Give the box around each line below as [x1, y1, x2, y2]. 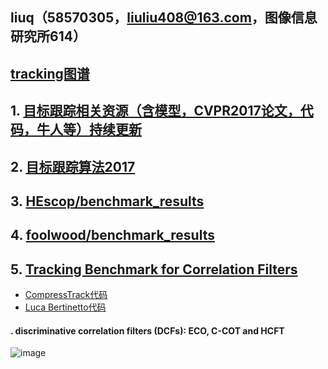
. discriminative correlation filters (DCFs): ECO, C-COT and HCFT [10, 324, 285, 337]
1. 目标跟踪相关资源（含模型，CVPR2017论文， [10, 103, 301, 120]
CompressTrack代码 [24, 289, 108, 301]
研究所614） [10, 28, 87, 45]
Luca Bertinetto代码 [24, 301, 107, 313]
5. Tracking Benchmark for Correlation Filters [10, 261, 298, 278]
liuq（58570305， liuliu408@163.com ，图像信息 [10, 9, 318, 27]
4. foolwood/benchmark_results [10, 227, 215, 244]
